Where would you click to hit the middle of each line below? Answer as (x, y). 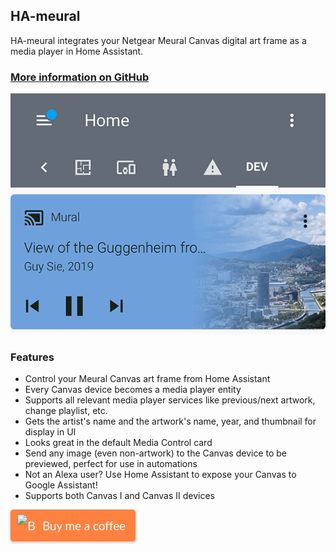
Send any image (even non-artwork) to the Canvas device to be (155, 453)
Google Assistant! (61, 485)
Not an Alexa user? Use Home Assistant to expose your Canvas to (160, 474)
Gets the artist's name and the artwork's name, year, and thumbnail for (170, 421)
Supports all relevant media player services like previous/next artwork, (170, 400)
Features (32, 357)
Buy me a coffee (84, 525)
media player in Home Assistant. (77, 51)
